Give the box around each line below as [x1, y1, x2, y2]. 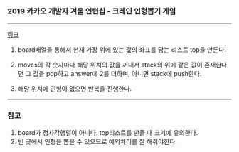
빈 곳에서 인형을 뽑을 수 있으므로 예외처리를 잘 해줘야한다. [17, 137, 178, 146]
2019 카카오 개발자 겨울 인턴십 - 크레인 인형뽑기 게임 [7, 6, 176, 16]
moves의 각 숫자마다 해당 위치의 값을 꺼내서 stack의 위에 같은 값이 [17, 60, 203, 69]
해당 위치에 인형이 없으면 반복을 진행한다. [17, 85, 132, 93]
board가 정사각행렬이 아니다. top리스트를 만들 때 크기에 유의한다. [17, 128, 198, 136]
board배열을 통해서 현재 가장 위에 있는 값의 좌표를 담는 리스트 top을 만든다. [17, 45, 226, 54]
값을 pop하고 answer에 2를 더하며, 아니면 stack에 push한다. [33, 70, 202, 78]
